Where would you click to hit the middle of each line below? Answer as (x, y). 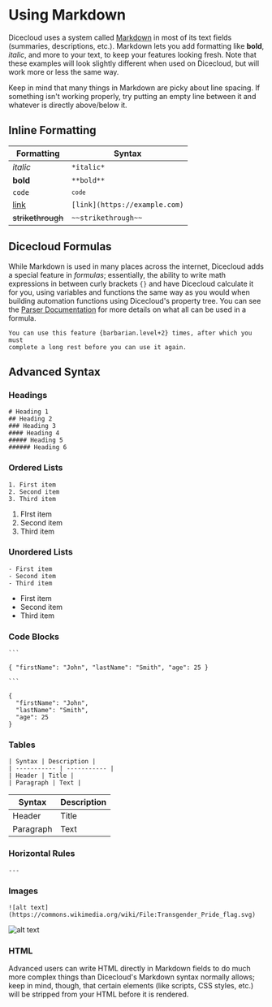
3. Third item (32, 499)
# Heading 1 (28, 412)
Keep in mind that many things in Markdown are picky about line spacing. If (134, 88)
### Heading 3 (32, 426)
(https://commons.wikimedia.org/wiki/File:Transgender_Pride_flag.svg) (132, 915)
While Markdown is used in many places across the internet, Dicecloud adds (136, 266)
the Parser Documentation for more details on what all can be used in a (127, 309)
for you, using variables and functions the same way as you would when (129, 292)
